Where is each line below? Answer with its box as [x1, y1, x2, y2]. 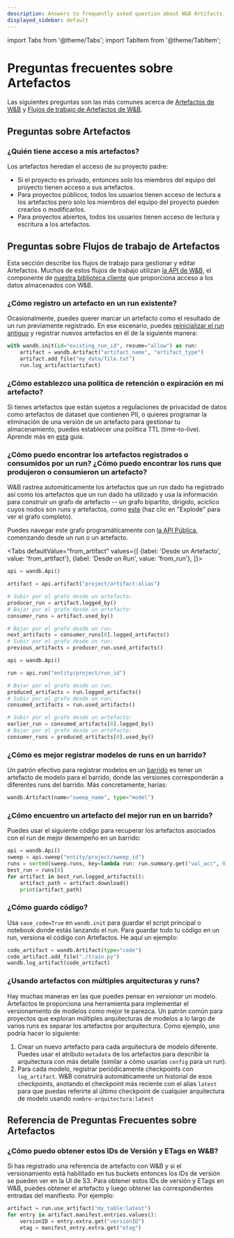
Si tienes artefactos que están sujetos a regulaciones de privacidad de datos [7, 403, 227, 412]
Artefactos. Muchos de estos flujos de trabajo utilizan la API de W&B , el [7, 266, 212, 274]
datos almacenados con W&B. [7, 281, 93, 289]
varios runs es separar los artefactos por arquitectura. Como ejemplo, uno [7, 1021, 220, 1030]
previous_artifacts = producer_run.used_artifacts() [7, 645, 164, 652]
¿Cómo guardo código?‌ [7, 902, 88, 912]
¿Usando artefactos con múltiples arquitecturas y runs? [7, 976, 201, 986]
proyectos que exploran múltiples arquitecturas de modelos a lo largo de [7, 1014, 216, 1022]
